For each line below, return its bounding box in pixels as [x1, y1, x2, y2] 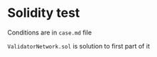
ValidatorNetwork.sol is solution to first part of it [7, 42, 151, 50]
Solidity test [7, 5, 80, 21]
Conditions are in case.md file [7, 28, 92, 37]
